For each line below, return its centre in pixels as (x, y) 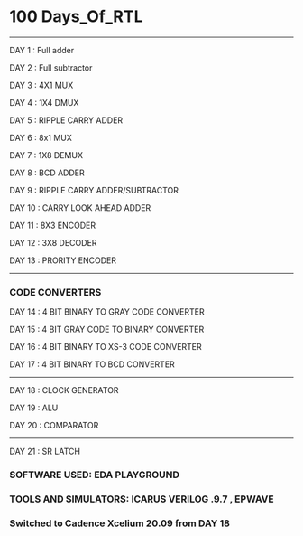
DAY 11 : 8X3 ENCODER (53, 225)
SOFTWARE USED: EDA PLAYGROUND (95, 475)
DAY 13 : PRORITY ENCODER (63, 260)
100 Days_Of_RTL (76, 17)
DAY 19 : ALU (34, 408)
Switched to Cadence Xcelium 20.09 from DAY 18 (119, 523)
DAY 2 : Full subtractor (51, 67)
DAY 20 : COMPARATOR (54, 426)
